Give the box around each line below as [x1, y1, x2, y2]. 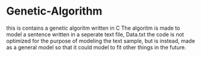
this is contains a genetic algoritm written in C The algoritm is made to [6, 24, 180, 32]
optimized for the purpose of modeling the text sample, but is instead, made [6, 37, 195, 44]
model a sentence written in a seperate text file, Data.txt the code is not [6, 30, 184, 38]
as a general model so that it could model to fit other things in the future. [6, 44, 187, 51]
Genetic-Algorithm [6, 4, 103, 18]
